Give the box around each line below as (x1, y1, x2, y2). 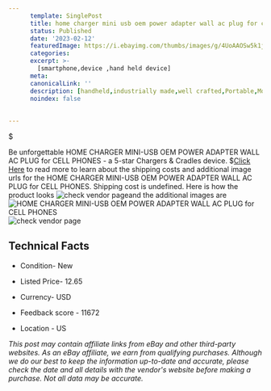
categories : (29, 49, 70, 57)
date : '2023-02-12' (29, 34, 95, 43)
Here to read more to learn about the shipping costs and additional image (8, 165, 252, 174)
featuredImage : (29, 42, 81, 50)
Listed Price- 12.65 (19, 276, 83, 286)
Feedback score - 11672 (19, 308, 100, 317)
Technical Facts (8, 239, 90, 253)
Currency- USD (19, 292, 72, 301)
